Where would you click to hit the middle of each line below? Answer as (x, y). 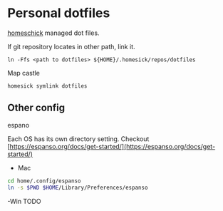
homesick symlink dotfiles (47, 86)
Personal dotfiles (59, 13)
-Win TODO (24, 201)
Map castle (24, 73)
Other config (36, 108)
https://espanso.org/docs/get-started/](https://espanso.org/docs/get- (113, 146)
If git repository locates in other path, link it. (71, 46)
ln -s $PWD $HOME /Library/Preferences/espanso (78, 187)
